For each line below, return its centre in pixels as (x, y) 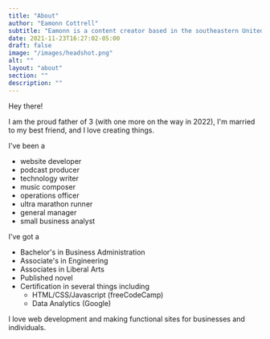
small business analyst (57, 221)
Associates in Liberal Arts (62, 269)
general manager (48, 212)
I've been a (27, 145)
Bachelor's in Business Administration (83, 252)
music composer (48, 186)
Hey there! (26, 106)
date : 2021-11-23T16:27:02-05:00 (64, 38)
